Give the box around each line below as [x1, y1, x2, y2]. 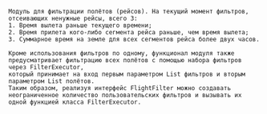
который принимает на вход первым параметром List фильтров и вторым [8, 70, 246, 78]
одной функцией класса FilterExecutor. [8, 98, 142, 106]
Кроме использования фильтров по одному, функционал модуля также [8, 49, 235, 57]
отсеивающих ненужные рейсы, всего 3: [8, 14, 138, 22]
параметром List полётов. [8, 77, 95, 85]
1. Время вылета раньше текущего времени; [8, 22, 152, 29]
